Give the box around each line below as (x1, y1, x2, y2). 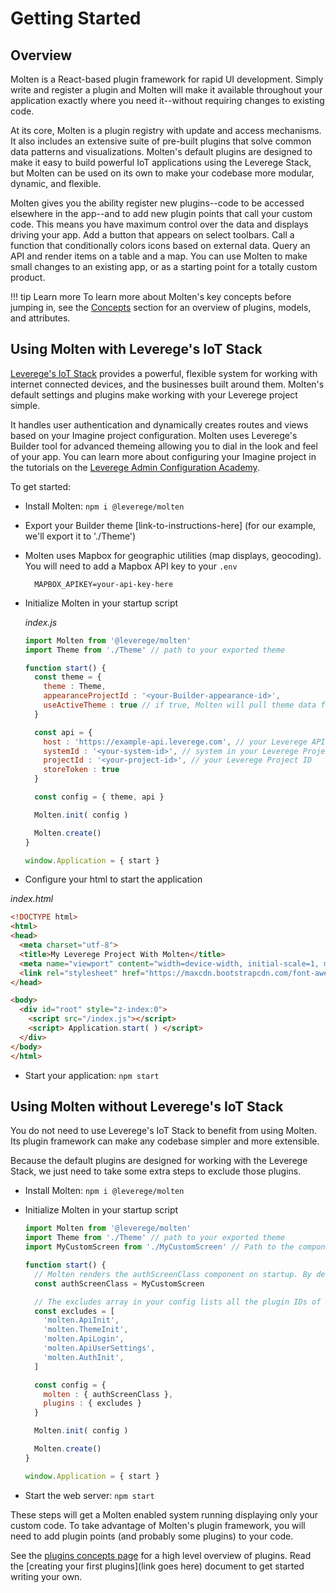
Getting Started (10, 7, 142, 30)
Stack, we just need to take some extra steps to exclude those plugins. (10, 1165, 302, 1177)
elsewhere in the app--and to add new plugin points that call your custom (10, 208, 313, 219)
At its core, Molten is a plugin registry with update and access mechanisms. (10, 125, 322, 136)
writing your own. (10, 1570, 83, 1582)
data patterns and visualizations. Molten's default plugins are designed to (10, 146, 313, 157)
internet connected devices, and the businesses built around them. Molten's (10, 378, 325, 390)
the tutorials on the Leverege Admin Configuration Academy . (10, 461, 260, 473)
